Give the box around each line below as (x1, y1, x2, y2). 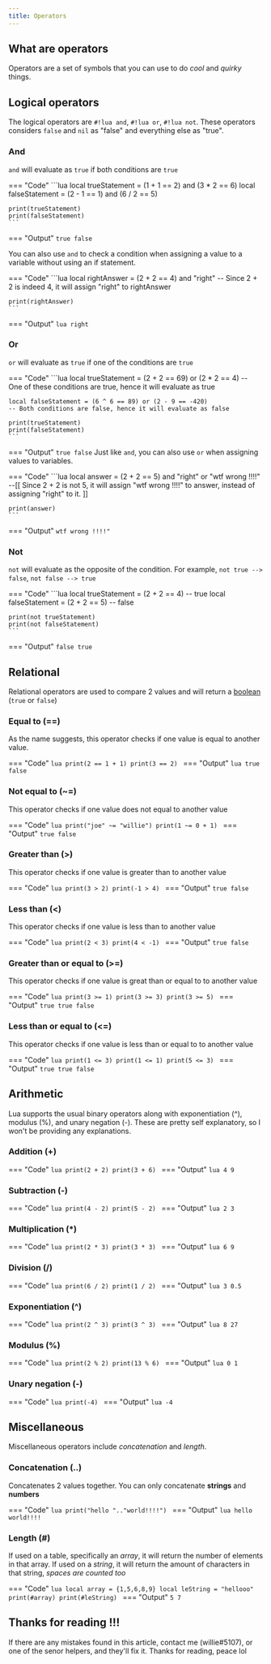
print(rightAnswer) (8, 297, 74, 305)
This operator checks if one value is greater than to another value (8, 867, 227, 877)
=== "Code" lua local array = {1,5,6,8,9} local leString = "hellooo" (8, 1584, 254, 1593)
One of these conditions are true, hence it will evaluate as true (8, 382, 216, 391)
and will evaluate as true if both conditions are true (8, 164, 178, 175)
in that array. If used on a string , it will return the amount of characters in (8, 1559, 251, 1569)
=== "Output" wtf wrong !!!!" (8, 525, 111, 536)
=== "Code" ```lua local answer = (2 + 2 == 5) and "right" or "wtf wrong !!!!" (8, 472, 260, 481)
